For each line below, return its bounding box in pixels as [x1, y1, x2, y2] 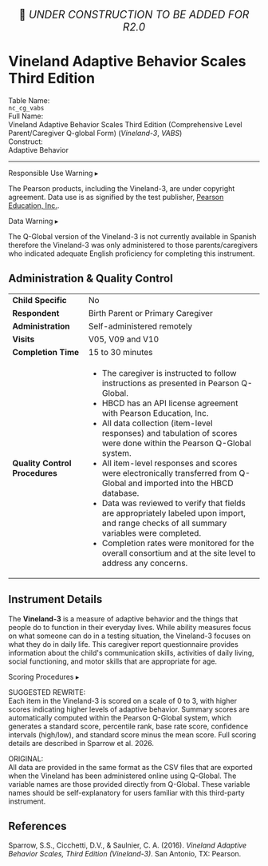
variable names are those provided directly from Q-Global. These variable [8, 779, 250, 788]
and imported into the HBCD [128, 477, 234, 489]
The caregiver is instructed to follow [101, 367, 237, 378]
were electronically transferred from [101, 467, 238, 478]
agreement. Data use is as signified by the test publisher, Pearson [8, 192, 224, 202]
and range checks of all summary [101, 517, 227, 529]
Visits [12, 333, 35, 345]
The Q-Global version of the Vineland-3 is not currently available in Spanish [8, 231, 257, 241]
